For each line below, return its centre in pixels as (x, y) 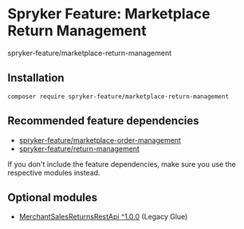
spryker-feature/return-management (79, 148)
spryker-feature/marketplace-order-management (100, 140)
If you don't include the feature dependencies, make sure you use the (122, 164)
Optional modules (52, 197)
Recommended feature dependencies (103, 121)
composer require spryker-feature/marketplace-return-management (118, 97)
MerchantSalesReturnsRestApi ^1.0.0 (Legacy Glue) (103, 217)
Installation (36, 78)
